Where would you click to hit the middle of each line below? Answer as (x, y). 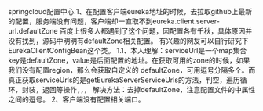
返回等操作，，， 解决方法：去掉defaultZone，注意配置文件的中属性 (149, 90)
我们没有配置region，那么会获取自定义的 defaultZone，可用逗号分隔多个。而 (132, 70)
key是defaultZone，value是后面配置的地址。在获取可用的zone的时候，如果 (129, 60)
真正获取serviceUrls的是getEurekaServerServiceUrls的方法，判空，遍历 (124, 80)
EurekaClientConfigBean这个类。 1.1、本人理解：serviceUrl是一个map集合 (128, 50)
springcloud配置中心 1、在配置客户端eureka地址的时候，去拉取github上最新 (130, 11)
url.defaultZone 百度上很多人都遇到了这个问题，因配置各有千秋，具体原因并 (130, 31)
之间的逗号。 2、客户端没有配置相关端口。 (77, 99)
